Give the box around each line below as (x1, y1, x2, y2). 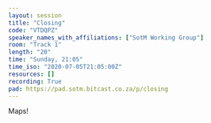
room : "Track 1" (8, 41, 62, 49)
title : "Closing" (8, 19, 66, 27)
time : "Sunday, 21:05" (8, 56, 83, 64)
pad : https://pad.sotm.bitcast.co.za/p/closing (8, 84, 169, 93)
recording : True (8, 77, 62, 85)
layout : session (8, 11, 62, 20)
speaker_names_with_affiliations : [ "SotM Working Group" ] (8, 33, 204, 42)
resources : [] (8, 70, 56, 78)
